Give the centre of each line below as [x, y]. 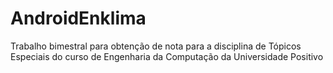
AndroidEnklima [78, 18]
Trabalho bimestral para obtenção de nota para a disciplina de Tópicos [156, 46]
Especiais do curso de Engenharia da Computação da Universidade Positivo [167, 56]
